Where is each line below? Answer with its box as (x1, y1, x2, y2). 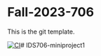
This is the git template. (7, 27, 75, 36)
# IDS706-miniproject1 (20, 41, 86, 49)
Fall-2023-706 (7, 4, 95, 20)
